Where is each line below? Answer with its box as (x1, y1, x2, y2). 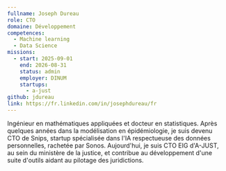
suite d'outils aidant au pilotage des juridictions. (7, 156, 144, 164)
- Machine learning (13, 36, 70, 43)
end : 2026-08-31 (19, 62, 67, 69)
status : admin (19, 68, 60, 75)
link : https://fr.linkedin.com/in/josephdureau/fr (7, 100, 157, 107)
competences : (7, 29, 45, 37)
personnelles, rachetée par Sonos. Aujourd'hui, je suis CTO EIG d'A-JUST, (7, 141, 219, 150)
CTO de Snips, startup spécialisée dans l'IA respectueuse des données (7, 134, 211, 142)
